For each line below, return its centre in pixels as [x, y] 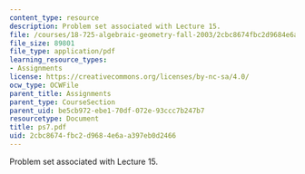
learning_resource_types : [58, 60]
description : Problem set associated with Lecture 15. [115, 26]
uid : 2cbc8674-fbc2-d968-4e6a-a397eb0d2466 [93, 136]
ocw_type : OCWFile [44, 85]
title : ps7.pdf [38, 128]
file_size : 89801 [42, 43]
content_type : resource [54, 18]
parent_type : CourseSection [63, 102]
